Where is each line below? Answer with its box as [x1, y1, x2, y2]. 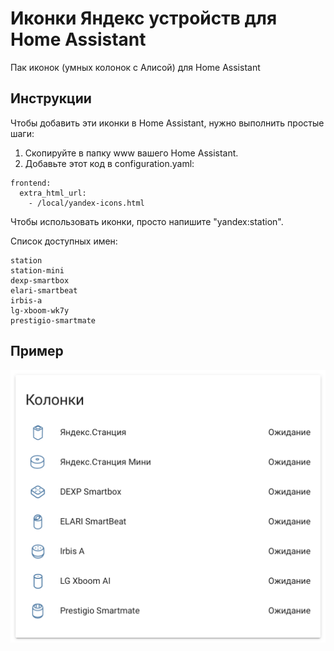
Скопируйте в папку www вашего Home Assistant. [24, 147, 239, 159]
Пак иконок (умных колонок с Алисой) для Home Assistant [10, 61, 261, 73]
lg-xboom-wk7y [10, 305, 70, 316]
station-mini [10, 265, 65, 276]
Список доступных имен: [10, 235, 118, 247]
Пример [10, 343, 64, 360]
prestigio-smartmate [10, 315, 97, 326]
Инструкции [10, 90, 92, 107]
